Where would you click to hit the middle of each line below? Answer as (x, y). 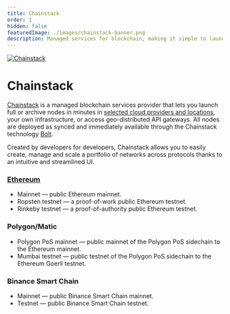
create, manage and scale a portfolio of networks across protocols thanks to (115, 155)
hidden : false (27, 26)
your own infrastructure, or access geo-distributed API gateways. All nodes (114, 120)
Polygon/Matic (32, 226)
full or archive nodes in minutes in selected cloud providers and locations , (111, 112)
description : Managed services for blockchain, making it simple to (107, 39)
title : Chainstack (33, 13)
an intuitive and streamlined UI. (51, 162)
